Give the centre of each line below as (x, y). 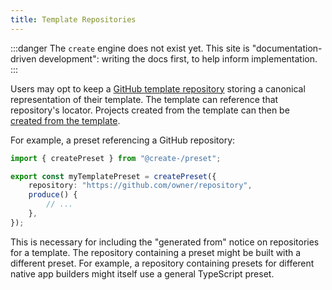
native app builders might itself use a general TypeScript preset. (142, 273)
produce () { (53, 195)
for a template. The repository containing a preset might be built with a (156, 252)
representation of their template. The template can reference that (144, 99)
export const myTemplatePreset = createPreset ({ (113, 176)
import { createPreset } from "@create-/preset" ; (116, 158)
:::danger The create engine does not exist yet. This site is (130, 48)
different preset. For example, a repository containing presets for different (162, 263)
